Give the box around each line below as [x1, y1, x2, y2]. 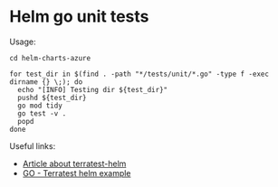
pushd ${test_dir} [17, 93, 88, 102]
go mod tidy [17, 101, 63, 110]
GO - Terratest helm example [22, 167, 131, 178]
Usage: [9, 36, 36, 47]
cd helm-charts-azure [9, 53, 91, 62]
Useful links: [9, 140, 56, 151]
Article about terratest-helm [22, 158, 127, 169]
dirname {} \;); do [9, 77, 83, 87]
